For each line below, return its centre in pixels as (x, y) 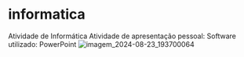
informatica (47, 14)
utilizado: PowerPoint (42, 44)
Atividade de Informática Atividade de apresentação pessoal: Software (122, 36)
